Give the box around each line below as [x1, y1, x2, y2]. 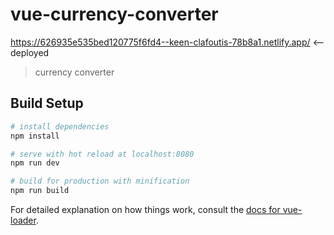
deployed [10, 46, 50, 58]
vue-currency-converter [10, 3, 219, 26]
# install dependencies [10, 121, 110, 132]
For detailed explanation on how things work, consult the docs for [10, 204, 281, 215]
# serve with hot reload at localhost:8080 [10, 149, 195, 159]
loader [10, 214, 37, 226]
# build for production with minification [10, 176, 190, 187]
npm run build [10, 186, 70, 196]
